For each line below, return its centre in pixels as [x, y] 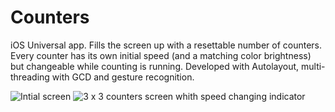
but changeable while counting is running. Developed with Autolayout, [155, 66]
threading [30, 77]
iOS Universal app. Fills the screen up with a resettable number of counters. [166, 45]
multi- [313, 66]
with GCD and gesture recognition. [123, 77]
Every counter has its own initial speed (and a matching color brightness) [161, 55]
